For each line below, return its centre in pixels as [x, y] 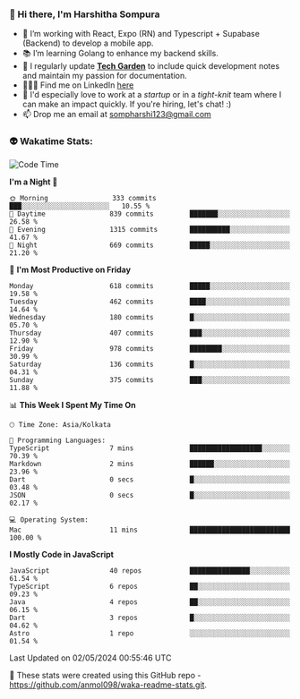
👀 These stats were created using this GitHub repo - [105, 675]
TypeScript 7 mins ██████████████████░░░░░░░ [150, 448]
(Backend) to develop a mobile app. [88, 43]
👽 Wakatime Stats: [51, 141]
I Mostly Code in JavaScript [62, 554]
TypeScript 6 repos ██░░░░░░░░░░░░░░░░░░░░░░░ [150, 586]
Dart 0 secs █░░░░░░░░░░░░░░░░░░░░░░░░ [150, 479]
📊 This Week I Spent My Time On [73, 405]
